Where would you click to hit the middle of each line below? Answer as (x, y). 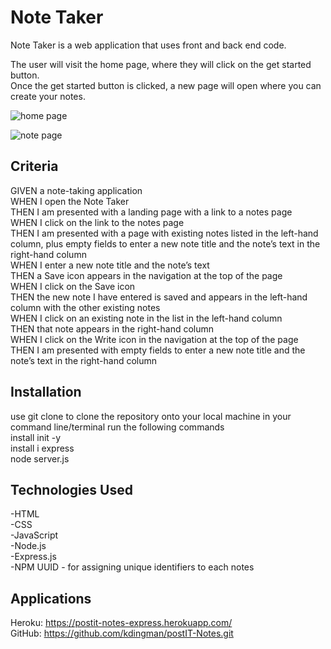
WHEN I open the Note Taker (70, 201)
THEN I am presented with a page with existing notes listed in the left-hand (164, 233)
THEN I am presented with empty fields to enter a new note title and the (158, 350)
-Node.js (28, 546)
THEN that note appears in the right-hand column (112, 328)
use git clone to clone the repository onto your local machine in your (151, 416)
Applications (51, 598)
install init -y (36, 437)
